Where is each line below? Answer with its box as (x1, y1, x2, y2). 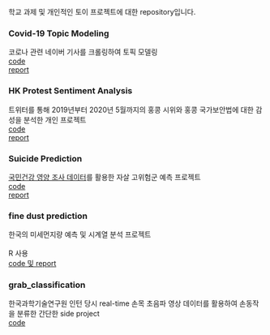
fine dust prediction (8, 210, 88, 221)
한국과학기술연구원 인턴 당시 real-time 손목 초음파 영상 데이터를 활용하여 (8, 298, 238, 308)
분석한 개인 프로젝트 (23, 114, 87, 124)
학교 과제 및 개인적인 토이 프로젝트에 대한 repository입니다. (8, 7, 196, 16)
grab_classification (8, 279, 86, 290)
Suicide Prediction (8, 152, 83, 164)
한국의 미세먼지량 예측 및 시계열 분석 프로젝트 (8, 230, 152, 239)
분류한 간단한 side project (16, 309, 100, 319)
